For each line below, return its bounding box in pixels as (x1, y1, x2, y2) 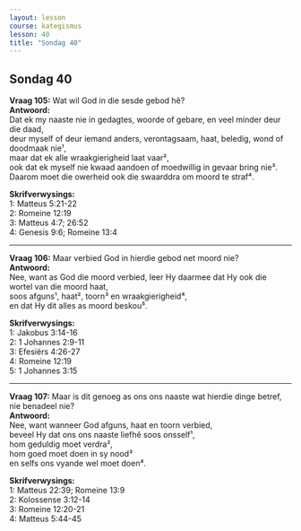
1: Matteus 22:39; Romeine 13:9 (9, 485, 125, 496)
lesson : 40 (9, 30, 50, 39)
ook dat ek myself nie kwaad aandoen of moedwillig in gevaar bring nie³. (9, 162, 279, 173)
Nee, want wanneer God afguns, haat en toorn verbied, (9, 420, 213, 431)
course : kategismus (9, 22, 82, 30)
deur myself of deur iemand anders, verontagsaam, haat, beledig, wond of (9, 134, 284, 144)
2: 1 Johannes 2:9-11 (9, 337, 85, 348)
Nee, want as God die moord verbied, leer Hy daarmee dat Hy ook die (9, 272, 267, 283)
